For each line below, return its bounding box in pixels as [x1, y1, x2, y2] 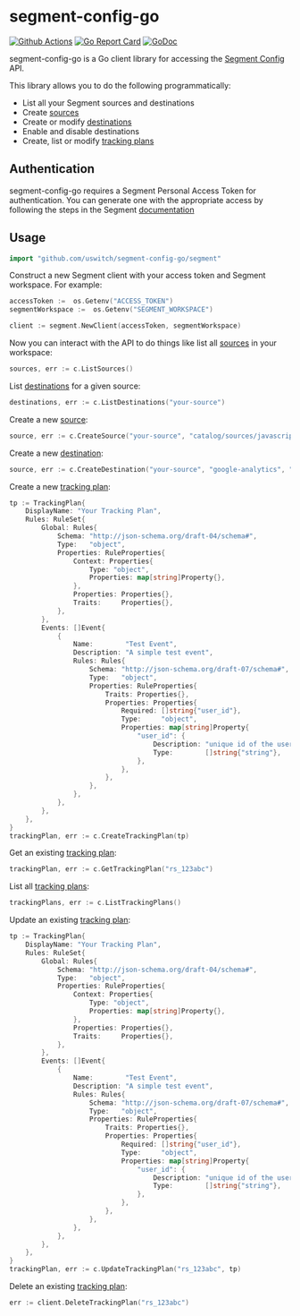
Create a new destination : [9, 448, 104, 458]
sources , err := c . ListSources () [9, 364, 134, 373]
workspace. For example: [9, 279, 103, 290]
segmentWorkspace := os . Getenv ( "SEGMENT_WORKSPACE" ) [9, 305, 214, 314]
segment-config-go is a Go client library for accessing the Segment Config [9, 53, 285, 64]
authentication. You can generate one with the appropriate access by [9, 194, 263, 205]
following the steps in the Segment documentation [9, 204, 195, 215]
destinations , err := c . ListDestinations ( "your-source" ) [9, 397, 226, 406]
